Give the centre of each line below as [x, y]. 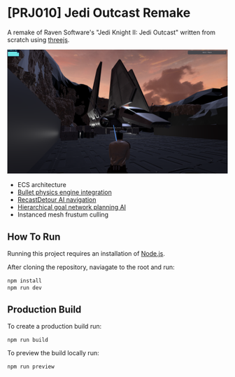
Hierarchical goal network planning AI [72, 207]
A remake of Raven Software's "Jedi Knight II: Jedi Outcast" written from [111, 32]
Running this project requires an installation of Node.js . [86, 254]
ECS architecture [42, 185]
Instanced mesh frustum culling [63, 214]
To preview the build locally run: [53, 353]
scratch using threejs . [38, 39]
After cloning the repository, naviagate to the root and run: [91, 267]
